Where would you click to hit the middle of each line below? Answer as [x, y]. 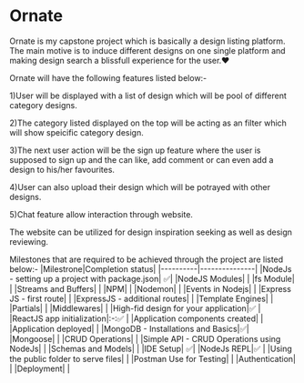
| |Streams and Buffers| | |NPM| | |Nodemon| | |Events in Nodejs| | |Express [150, 288]
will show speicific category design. [76, 132]
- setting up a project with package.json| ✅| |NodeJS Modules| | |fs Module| [152, 278]
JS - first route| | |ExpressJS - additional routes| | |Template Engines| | [142, 298]
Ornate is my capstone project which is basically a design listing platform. [147, 41]
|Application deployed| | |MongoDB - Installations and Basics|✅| [130, 328]
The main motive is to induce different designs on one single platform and [147, 50]
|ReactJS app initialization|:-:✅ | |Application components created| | [137, 318]
